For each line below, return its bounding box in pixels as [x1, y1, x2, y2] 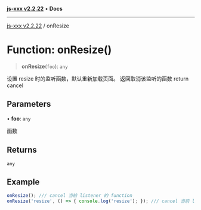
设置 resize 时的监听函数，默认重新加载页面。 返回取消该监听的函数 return [7, 75, 189, 82]
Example [7, 177, 40, 187]
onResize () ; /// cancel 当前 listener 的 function [7, 193, 133, 199]
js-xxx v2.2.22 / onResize [7, 22, 69, 29]
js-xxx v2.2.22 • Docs [7, 5, 63, 12]
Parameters [7, 99, 51, 109]
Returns [7, 145, 38, 155]
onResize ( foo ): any [21, 63, 68, 70]
